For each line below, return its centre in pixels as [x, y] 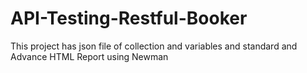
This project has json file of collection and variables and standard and [154, 46]
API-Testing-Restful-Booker [129, 18]
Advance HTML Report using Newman [89, 56]
